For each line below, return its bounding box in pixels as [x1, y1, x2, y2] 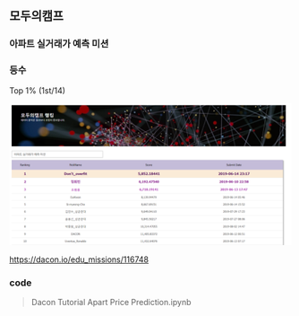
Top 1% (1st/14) [9, 84, 65, 96]
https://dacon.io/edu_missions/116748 [9, 254, 149, 265]
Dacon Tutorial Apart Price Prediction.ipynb [30, 296, 192, 307]
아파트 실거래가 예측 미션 [9, 38, 109, 50]
